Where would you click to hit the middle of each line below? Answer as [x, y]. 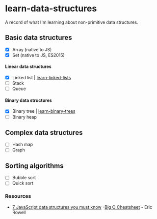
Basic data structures [39, 38]
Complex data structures [44, 133]
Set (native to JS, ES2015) [38, 55]
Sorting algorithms [34, 166]
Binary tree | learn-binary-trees [44, 111]
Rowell [19, 212]
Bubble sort [24, 178]
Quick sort [23, 183]
